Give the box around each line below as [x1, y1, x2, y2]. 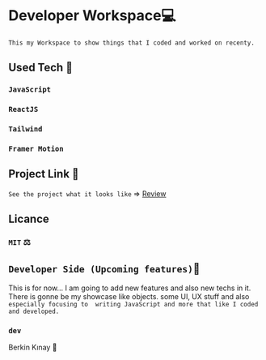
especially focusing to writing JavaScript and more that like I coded [8, 300, 259, 308]
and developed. [8, 307, 60, 315]
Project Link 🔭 [8, 167, 79, 181]
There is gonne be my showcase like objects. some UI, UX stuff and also [8, 291, 250, 301]
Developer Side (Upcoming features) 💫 [8, 261, 201, 276]
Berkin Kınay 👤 [8, 342, 58, 353]
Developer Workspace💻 [8, 6, 176, 25]
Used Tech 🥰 [8, 61, 73, 75]
